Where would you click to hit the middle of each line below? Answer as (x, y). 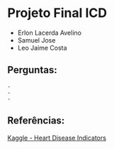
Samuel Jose (36, 40)
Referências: (36, 121)
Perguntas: (33, 70)
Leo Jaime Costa (42, 48)
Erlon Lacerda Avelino (49, 33)
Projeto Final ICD (57, 13)
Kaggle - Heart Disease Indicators (57, 138)
